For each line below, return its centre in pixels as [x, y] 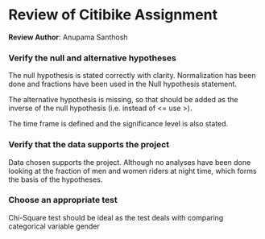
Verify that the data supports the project [89, 145]
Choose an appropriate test [63, 200]
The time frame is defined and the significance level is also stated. [118, 124]
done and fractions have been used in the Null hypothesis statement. [123, 84]
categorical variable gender [54, 226]
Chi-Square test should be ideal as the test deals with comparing [116, 217]
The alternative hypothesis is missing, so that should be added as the [123, 100]
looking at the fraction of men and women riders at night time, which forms [132, 171]
